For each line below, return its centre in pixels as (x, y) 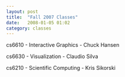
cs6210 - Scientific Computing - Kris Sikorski (61, 68)
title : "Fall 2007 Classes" (42, 17)
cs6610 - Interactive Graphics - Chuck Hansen (63, 45)
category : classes (29, 28)
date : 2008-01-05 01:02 (38, 23)
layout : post (22, 12)
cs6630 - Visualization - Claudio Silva (52, 56)
